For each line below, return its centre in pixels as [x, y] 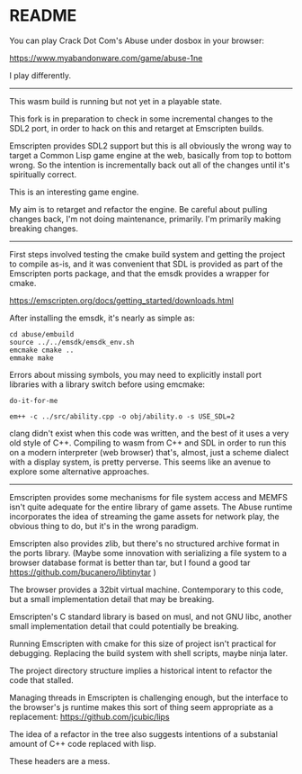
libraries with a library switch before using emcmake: [107, 384]
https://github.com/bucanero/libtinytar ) [83, 571]
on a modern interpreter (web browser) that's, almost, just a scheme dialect [149, 452]
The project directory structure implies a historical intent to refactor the [141, 670]
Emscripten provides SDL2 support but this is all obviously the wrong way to [151, 146]
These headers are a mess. [60, 760]
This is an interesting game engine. [74, 192]
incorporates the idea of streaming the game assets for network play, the [145, 516]
